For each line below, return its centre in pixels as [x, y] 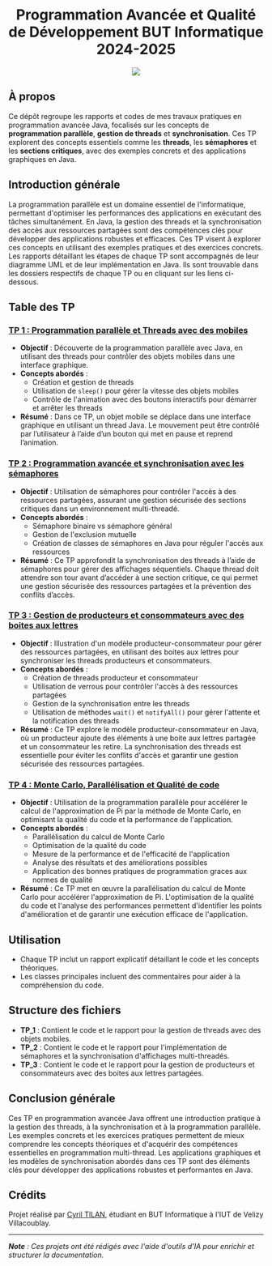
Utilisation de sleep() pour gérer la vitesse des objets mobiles [135, 391]
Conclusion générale [62, 1099]
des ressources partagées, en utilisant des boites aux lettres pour [130, 652]
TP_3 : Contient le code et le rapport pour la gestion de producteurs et [137, 1064]
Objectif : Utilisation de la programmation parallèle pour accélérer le [134, 803]
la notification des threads [76, 720]
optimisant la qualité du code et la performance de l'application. [126, 820]
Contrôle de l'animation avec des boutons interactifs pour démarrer [144, 399]
